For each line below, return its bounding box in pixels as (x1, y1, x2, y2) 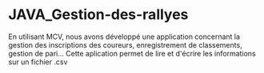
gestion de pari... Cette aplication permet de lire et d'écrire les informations (8, 48, 256, 58)
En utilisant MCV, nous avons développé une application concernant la (8, 32, 241, 41)
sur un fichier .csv (8, 57, 68, 67)
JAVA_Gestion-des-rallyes (8, 6, 189, 24)
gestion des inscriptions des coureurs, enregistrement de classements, (8, 40, 242, 49)
